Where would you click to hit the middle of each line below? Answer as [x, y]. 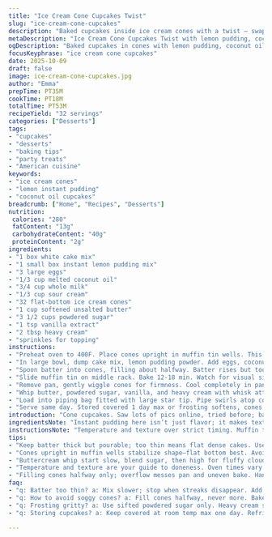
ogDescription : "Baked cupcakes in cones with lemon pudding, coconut [130, 46]
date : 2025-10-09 [38, 62]
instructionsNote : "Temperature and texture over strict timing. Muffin [134, 430]
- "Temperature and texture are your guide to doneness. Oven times [126, 468]
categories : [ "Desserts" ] [52, 121]
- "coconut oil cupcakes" [52, 196]
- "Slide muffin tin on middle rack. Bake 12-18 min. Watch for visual [132, 377]
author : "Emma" [34, 83]
